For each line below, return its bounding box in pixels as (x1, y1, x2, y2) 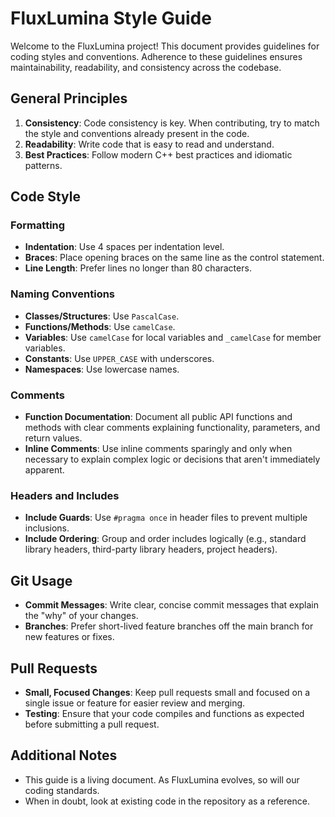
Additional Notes (10, 747, 118, 764)
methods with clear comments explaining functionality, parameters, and (24, 422, 321, 434)
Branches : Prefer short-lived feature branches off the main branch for (24, 620, 314, 632)
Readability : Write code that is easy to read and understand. (24, 138, 275, 150)
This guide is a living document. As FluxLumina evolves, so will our (24, 773, 300, 786)
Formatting (10, 218, 66, 232)
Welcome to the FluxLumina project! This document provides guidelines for (10, 40, 320, 52)
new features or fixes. (24, 631, 115, 643)
